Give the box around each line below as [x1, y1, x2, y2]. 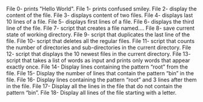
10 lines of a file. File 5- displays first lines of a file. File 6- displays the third [6, 18, 195, 25]
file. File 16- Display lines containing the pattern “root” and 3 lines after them [6, 76, 197, 83]
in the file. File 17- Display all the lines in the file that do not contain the [6, 83, 182, 90]
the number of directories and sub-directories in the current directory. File [6, 44, 191, 51]
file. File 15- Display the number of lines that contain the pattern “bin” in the [6, 70, 194, 76]
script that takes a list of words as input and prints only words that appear [6, 57, 190, 64]
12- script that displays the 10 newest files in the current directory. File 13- [6, 50, 191, 57]
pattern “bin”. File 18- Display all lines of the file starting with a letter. [6, 89, 177, 96]
